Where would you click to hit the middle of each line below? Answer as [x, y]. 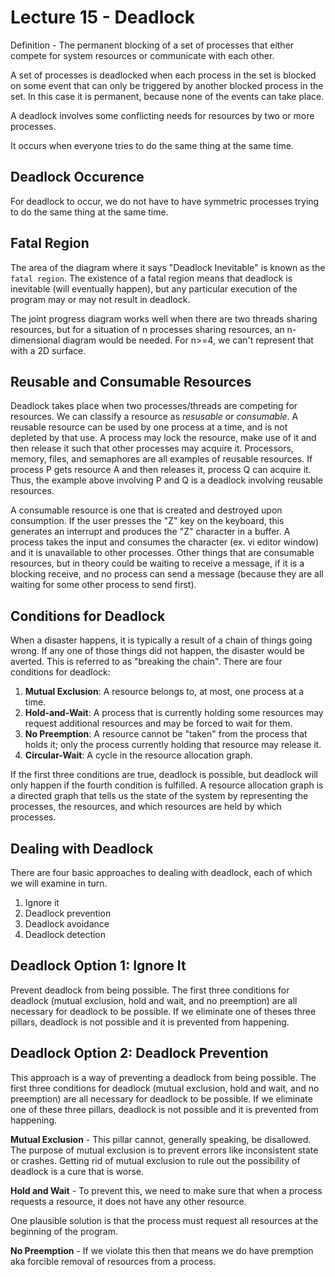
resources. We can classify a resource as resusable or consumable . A [154, 417]
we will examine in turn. [59, 883]
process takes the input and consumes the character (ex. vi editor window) [165, 542]
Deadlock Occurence [77, 177]
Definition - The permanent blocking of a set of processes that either [152, 45]
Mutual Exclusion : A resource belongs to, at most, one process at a [164, 692]
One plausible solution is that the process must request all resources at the [164, 1220]
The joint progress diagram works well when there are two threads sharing [164, 318]
